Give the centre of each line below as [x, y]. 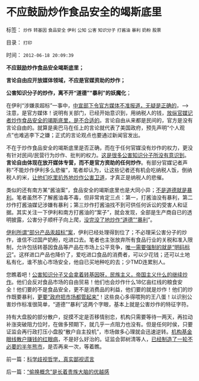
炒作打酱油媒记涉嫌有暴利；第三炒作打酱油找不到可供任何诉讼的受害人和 [94, 205]
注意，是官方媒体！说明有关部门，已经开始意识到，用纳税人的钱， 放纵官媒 [97, 113]
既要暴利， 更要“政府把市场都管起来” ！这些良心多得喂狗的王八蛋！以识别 [99, 297]
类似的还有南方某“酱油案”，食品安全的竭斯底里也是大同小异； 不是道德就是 [97, 190]
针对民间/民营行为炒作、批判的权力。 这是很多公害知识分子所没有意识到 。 [100, 155]
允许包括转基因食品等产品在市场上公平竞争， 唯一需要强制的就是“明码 [101, 247]
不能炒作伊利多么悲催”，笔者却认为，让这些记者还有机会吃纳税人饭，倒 [101, 170]
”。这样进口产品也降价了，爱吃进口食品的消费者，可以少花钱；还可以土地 [101, 254]
